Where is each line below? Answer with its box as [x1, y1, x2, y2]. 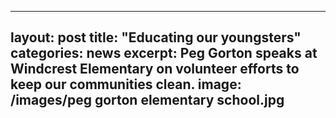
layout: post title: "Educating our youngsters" [10, 29, 302, 46]
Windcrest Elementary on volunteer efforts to [10, 61, 300, 78]
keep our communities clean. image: [10, 76, 242, 93]
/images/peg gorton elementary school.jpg [10, 92, 285, 109]
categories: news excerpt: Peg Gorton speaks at [10, 45, 318, 62]
